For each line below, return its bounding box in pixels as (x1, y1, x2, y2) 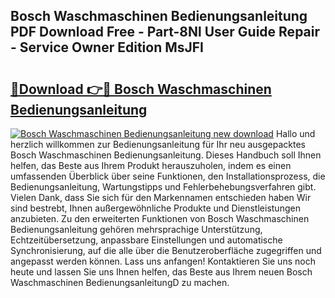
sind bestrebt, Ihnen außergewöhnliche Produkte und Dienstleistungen (10, 202, 301, 214)
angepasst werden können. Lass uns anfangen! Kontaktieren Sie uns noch (10, 255, 316, 267)
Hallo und (275, 128, 316, 139)
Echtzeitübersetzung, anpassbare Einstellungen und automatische (10, 234, 283, 246)
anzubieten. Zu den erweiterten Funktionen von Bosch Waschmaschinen (10, 213, 310, 224)
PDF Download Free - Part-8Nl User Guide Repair (10, 24, 321, 41)
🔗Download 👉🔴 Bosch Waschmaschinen (10, 80, 272, 98)
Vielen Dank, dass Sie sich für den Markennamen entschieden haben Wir (10, 192, 312, 203)
